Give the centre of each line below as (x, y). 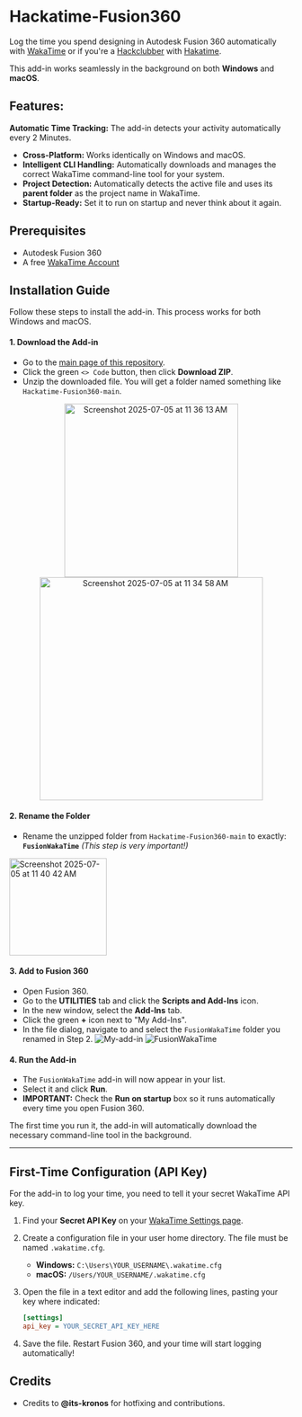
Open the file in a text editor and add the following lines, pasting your (150, 1292)
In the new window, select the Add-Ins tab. (102, 1010)
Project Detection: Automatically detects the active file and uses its (147, 183)
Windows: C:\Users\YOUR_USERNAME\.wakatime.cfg (129, 1265)
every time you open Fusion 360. (83, 1109)
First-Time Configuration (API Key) (109, 1172)
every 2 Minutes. (40, 138)
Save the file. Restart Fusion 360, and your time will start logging (142, 1343)
